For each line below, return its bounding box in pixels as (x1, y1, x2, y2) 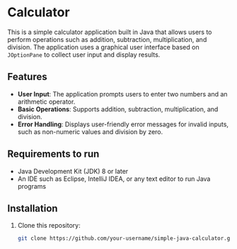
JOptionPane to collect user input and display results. (7, 50, 161, 59)
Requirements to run (7, 148, 100, 160)
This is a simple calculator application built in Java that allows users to (7, 28, 212, 36)
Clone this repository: (17, 221, 81, 230)
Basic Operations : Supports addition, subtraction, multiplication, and (17, 104, 219, 114)
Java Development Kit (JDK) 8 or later (17, 167, 129, 175)
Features (7, 71, 47, 83)
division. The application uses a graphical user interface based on (7, 43, 200, 51)
